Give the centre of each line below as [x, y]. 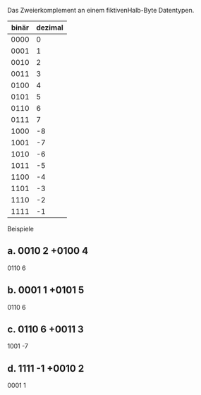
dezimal [50, 28]
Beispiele [20, 229]
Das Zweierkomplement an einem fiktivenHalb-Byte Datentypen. [101, 10]
